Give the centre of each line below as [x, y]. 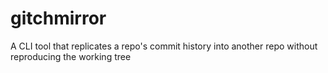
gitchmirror [58, 18]
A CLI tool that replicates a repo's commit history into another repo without [164, 46]
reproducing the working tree [71, 56]
